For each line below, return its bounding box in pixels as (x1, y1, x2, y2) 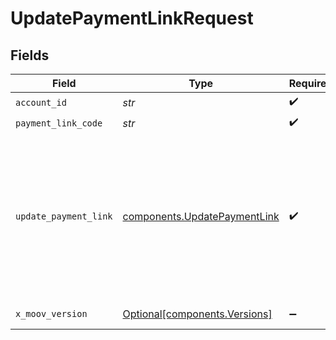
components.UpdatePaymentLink (122, 210, 280, 223)
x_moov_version (15, 308, 88, 319)
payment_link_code (15, 117, 103, 129)
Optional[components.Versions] (122, 307, 273, 321)
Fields (10, 47, 50, 64)
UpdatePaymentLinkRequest (10, 7, 254, 30)
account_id (15, 97, 67, 108)
